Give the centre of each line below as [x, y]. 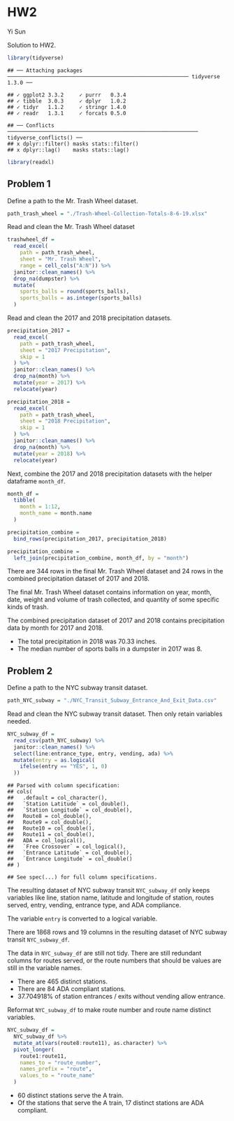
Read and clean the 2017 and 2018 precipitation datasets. [90, 318]
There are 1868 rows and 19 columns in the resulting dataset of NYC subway [117, 932]
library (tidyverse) [36, 58]
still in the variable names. [45, 968]
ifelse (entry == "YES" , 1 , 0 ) [64, 767]
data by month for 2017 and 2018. [56, 628]
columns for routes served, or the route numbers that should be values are [115, 960]
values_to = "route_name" [58, 1076]
